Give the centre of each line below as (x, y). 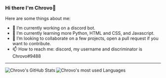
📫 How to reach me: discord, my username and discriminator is (77, 49)
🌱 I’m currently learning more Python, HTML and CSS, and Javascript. (83, 33)
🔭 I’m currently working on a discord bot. (54, 28)
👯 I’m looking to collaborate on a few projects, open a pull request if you (85, 38)
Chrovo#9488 (26, 56)
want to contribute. (32, 44)
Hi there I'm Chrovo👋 (30, 8)
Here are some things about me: (38, 19)
